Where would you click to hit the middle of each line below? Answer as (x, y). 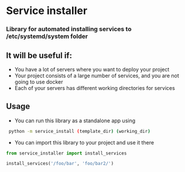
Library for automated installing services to (69, 29)
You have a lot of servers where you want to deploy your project (92, 69)
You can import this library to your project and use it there (84, 142)
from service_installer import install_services (66, 153)
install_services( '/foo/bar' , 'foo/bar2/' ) (60, 164)
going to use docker (39, 82)
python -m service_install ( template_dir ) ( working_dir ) (79, 131)
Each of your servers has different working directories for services (95, 88)
